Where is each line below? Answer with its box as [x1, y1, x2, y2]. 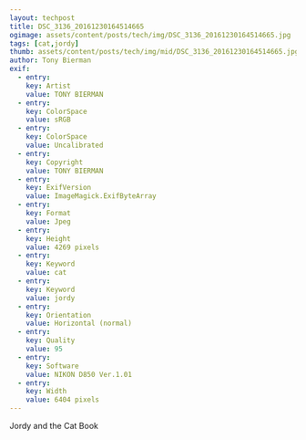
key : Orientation [25, 310, 92, 320]
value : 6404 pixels [25, 395, 100, 404]
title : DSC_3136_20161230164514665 [9, 22, 145, 31]
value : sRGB [25, 115, 71, 124]
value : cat [25, 268, 67, 278]
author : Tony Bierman [9, 56, 92, 65]
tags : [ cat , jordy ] [9, 38, 79, 48]
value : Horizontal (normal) [25, 319, 132, 329]
